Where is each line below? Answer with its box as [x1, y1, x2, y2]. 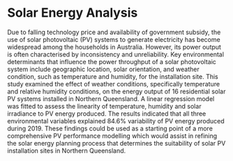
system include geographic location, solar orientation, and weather [7, 65, 200, 73]
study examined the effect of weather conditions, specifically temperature [7, 79, 220, 88]
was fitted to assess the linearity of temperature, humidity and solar [7, 102, 202, 110]
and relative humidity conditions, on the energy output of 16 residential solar [7, 87, 226, 95]
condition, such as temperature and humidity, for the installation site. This [7, 72, 218, 81]
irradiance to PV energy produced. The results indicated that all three [7, 109, 206, 118]
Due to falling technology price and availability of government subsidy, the [7, 28, 221, 36]
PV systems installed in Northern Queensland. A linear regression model [7, 94, 215, 102]
